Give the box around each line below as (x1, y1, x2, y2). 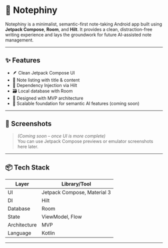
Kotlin (41, 229, 55, 236)
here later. (17, 143, 38, 149)
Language (7, 229, 31, 236)
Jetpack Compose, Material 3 (41, 189, 111, 196)
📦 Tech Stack (5, 163, 50, 171)
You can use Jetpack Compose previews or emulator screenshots (17, 138, 153, 144)
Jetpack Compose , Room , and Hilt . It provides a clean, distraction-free (5, 26, 152, 32)
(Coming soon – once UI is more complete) (17, 132, 106, 139)
